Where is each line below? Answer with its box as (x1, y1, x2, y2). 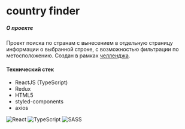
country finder (6, 4, 80, 18)
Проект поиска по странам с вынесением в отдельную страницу (6, 39, 174, 47)
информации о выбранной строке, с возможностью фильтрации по (6, 46, 179, 53)
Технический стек (6, 66, 54, 73)
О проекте (6, 24, 34, 31)
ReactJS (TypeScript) (14, 79, 68, 86)
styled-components (14, 98, 64, 105)
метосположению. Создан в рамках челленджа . (6, 52, 131, 59)
